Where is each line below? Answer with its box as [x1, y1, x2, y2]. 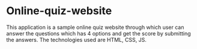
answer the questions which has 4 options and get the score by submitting [6, 30, 191, 37]
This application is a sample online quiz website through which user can [6, 24, 184, 31]
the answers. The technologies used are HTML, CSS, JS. [6, 36, 147, 43]
